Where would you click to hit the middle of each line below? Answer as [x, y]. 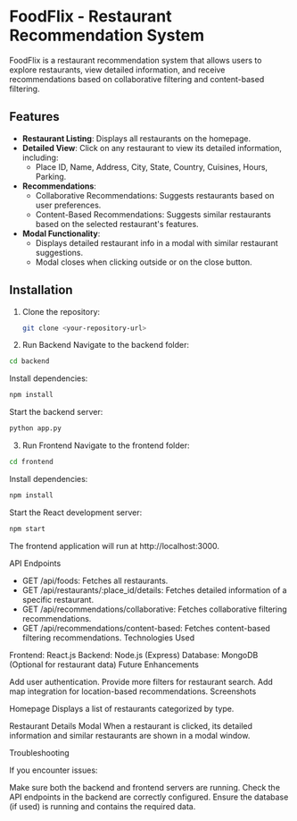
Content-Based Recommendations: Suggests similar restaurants [153, 214]
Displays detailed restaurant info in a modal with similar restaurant [157, 242]
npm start [28, 529]
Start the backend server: [56, 412]
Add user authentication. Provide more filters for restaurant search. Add [141, 681]
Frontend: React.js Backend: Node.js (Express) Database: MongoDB [134, 655]
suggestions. [59, 252]
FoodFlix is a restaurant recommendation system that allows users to [136, 60]
